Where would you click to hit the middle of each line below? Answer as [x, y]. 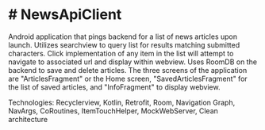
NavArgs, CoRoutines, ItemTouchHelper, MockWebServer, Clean [113, 111]
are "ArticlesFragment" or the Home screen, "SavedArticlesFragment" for [128, 78]
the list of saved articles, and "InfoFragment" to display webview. [114, 87]
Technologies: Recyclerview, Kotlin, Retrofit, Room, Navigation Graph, [122, 102]
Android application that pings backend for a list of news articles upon [123, 36]
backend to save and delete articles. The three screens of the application [128, 70]
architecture [28, 119]
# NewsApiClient [65, 15]
